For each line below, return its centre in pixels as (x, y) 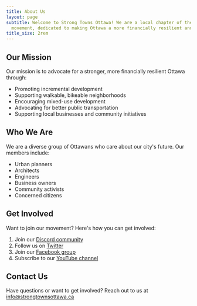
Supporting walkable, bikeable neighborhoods (70, 95)
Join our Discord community (49, 239)
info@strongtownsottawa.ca (40, 297)
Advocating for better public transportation (66, 107)
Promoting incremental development (58, 89)
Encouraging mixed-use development (60, 101)
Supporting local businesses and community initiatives (80, 114)
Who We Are (30, 132)
